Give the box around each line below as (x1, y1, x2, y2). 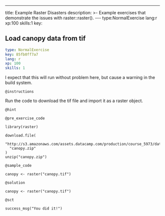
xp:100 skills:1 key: (5, 20, 43, 26)
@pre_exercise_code (5, 116, 45, 121)
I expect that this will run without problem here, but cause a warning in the (5, 75, 156, 81)
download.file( (5, 133, 36, 138)
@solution (5, 180, 26, 186)
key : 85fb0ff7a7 (5, 52, 38, 57)
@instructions (5, 89, 34, 94)
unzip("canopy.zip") (5, 155, 48, 160)
